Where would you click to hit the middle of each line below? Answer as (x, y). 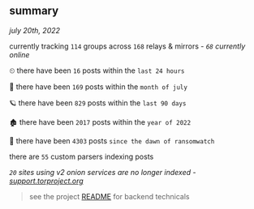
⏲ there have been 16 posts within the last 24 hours (97, 70)
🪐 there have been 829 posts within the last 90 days (98, 103)
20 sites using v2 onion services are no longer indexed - (103, 172)
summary (34, 11)
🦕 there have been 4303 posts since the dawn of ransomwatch (112, 141)
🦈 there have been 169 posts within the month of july (98, 87)
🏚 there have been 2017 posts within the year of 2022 (100, 122)
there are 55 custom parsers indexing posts (82, 156)
